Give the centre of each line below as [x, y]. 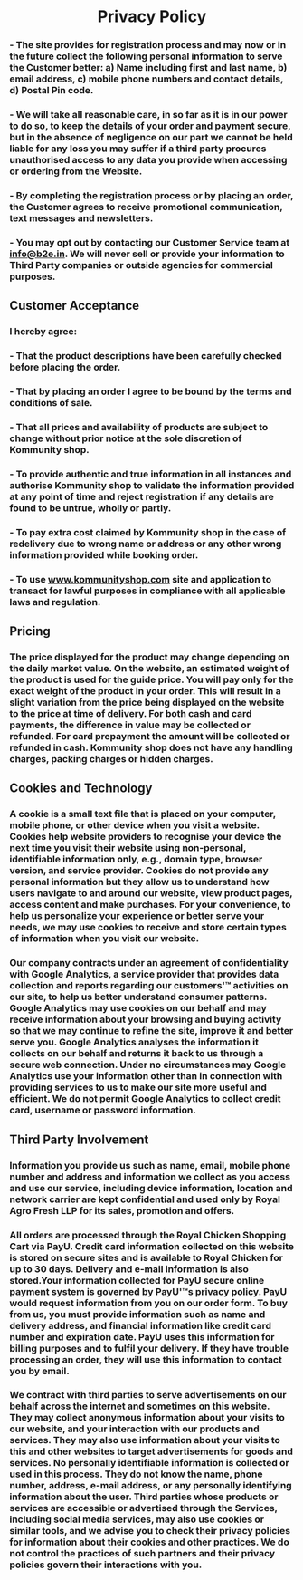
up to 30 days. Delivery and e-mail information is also [129, 1268]
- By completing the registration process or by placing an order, [151, 195]
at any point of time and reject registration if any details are [142, 496]
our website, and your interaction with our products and [134, 1429]
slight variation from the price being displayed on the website [147, 702]
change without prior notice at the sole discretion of [126, 438]
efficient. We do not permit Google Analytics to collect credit [145, 1099]
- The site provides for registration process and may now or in [148, 45]
